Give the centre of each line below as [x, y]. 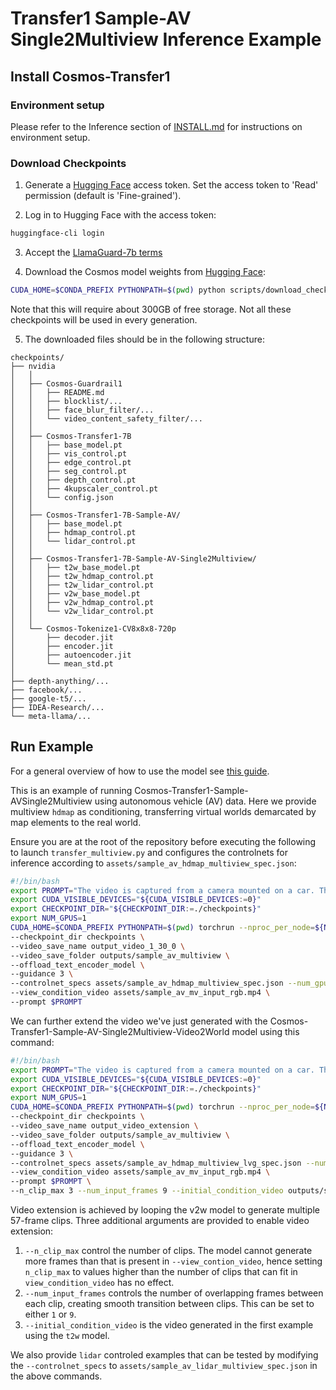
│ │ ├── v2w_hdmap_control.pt [82, 602]
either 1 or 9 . [50, 1314]
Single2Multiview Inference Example [166, 39]
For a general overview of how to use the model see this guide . [140, 771]
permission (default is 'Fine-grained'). [103, 196]
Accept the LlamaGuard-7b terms [93, 253]
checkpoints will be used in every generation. [104, 319]
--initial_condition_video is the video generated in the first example [169, 1325]
